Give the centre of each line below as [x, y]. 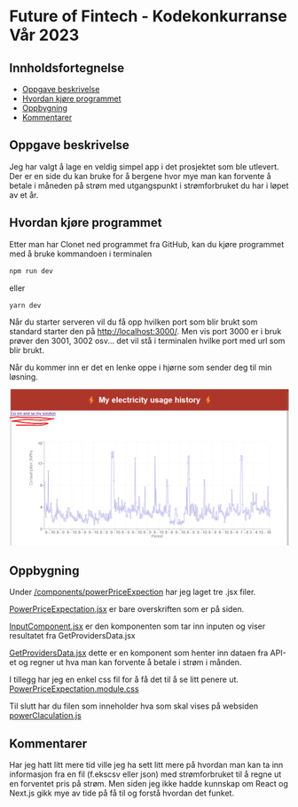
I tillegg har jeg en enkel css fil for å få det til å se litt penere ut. [124, 679]
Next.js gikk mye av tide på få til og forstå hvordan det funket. [122, 793]
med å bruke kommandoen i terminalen [81, 254]
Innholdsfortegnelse [67, 68]
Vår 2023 [44, 35]
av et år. [24, 195]
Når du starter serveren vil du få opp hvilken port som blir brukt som [133, 322]
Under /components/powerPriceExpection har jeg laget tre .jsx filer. [133, 592]
